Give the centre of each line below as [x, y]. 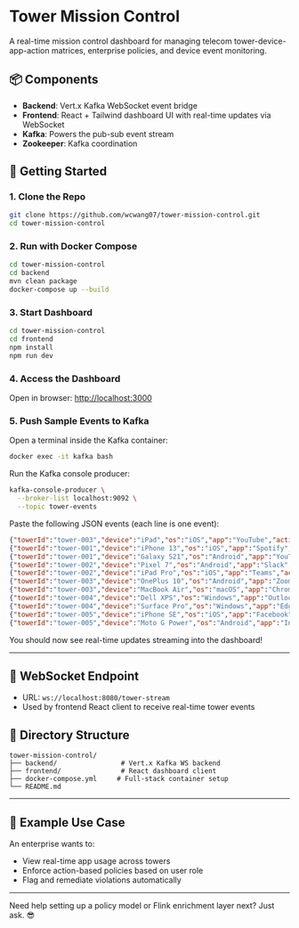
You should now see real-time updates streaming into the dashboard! [136, 639]
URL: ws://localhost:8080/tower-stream [96, 697]
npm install [31, 348]
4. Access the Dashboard [65, 379]
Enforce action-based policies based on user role [113, 870]
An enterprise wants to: [52, 843]
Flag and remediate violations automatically [102, 880]
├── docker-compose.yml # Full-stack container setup [119, 779]
